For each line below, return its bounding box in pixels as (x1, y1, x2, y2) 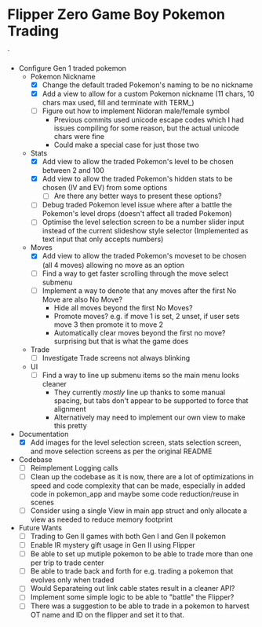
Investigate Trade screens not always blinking (42, 353, 191, 362)
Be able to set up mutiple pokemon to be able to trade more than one (30, 549, 253, 559)
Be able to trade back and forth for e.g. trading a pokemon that (30, 566, 234, 576)
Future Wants (18, 523, 62, 532)
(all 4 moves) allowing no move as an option (42, 260, 185, 269)
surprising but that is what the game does (53, 336, 189, 346)
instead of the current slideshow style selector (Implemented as (42, 226, 249, 236)
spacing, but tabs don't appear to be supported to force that (53, 395, 249, 405)
